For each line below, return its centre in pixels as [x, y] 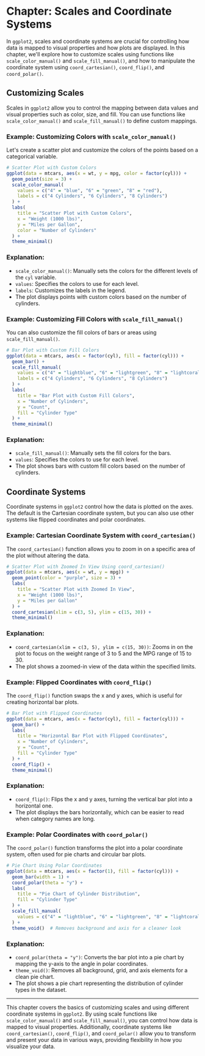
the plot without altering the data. [48, 555]
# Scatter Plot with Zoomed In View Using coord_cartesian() [86, 567]
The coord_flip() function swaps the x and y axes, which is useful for [94, 695]
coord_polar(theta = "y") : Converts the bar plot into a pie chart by [99, 957]
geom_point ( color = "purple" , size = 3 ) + [67, 578]
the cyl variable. [36, 277]
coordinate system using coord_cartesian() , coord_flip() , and [85, 67]
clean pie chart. [35, 976]
